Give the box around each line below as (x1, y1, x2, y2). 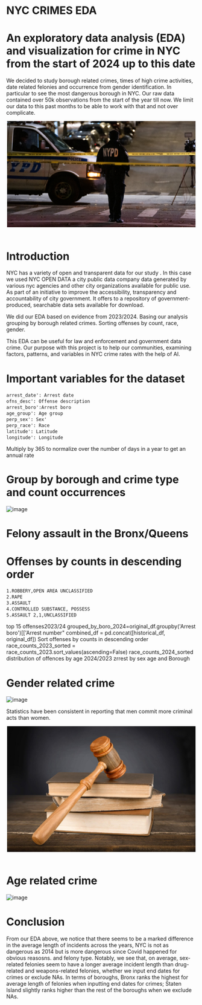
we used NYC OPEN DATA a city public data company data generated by (6, 276, 187, 283)
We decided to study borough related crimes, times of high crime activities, (6, 77, 194, 85)
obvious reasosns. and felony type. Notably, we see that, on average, (6, 954, 178, 961)
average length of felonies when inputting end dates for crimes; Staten (6, 980, 182, 987)
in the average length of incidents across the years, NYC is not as (6, 942, 169, 949)
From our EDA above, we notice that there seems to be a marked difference (6, 935, 194, 943)
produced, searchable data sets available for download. (6, 302, 145, 309)
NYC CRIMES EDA (6, 4, 97, 18)
